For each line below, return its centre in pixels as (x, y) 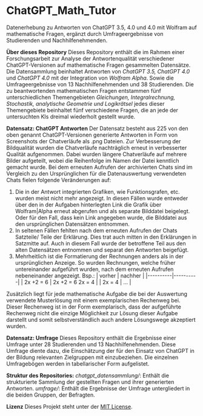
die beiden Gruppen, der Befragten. (51, 395)
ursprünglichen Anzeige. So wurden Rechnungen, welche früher (95, 262)
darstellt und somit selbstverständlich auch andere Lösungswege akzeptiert (101, 319)
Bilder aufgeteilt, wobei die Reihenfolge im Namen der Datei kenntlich (93, 160)
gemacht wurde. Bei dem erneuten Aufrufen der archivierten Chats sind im (99, 167)
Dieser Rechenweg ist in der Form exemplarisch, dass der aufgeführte (94, 307)
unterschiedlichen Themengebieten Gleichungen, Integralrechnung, (91, 97)
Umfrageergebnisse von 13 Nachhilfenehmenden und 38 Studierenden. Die (100, 84)
